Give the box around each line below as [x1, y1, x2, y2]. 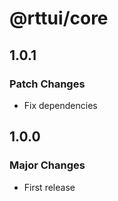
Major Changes [9, 158, 86, 172]
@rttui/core [9, 7, 109, 30]
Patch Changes [9, 77, 86, 91]
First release [23, 181, 76, 193]
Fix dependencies [23, 99, 98, 111]
